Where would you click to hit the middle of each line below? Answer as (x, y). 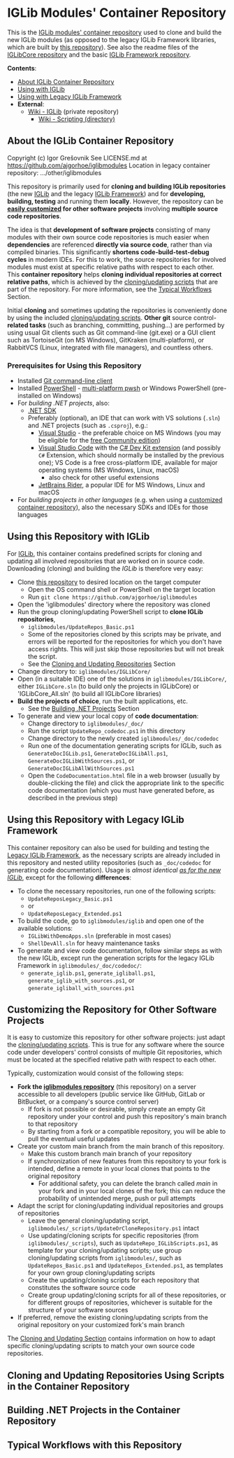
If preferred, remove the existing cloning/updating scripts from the (112, 1317)
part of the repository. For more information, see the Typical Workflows (109, 289)
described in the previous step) (73, 798)
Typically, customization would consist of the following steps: (95, 1074)
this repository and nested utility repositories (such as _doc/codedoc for (109, 862)
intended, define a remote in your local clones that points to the (119, 1169)
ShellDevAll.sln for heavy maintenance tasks (94, 943)
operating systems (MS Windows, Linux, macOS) (109, 470)
